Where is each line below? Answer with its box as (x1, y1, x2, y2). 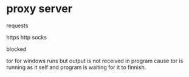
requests (6, 22, 29, 29)
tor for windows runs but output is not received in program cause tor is (6, 57, 184, 64)
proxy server (6, 2, 73, 16)
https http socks (6, 33, 47, 41)
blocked (6, 45, 27, 53)
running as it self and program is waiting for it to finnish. (6, 63, 146, 71)
